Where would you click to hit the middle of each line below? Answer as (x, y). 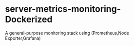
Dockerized (29, 19)
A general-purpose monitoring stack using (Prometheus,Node (67, 33)
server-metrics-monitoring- (63, 9)
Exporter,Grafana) (23, 38)
